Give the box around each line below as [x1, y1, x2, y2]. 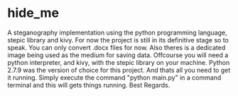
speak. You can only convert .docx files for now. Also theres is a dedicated [7, 43, 226, 52]
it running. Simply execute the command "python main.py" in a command [7, 73, 222, 82]
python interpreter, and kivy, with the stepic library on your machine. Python [7, 58, 230, 66]
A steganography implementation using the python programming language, [7, 28, 227, 37]
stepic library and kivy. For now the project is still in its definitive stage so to [7, 35, 229, 44]
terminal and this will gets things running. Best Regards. [7, 80, 171, 89]
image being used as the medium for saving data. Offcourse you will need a [7, 51, 229, 59]
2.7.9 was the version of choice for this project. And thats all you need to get [7, 66, 231, 74]
